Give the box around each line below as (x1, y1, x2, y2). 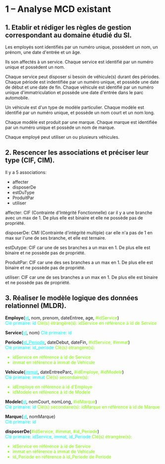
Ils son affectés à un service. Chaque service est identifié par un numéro (5, 59, 154, 65)
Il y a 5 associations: (5, 169, 47, 175)
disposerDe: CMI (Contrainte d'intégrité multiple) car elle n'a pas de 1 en (5, 229, 153, 236)
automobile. (5, 95, 30, 101)
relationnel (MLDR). (5, 302, 67, 310)
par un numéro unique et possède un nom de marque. (5, 125, 115, 130)
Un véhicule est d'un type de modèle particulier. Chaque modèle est (5, 104, 145, 110)
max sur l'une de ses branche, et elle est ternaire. (5, 235, 107, 241)
